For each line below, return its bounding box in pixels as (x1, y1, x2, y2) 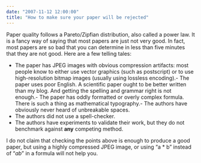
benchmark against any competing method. (14, 125, 124, 132)
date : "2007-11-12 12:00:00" (6, 8, 79, 15)
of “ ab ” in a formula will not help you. (6, 149, 98, 156)
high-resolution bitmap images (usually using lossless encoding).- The (14, 74, 190, 81)
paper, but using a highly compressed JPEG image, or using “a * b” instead (6, 143, 192, 150)
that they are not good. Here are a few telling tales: (6, 50, 132, 57)
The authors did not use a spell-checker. (14, 112, 116, 120)
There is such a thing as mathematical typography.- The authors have (14, 99, 188, 107)
